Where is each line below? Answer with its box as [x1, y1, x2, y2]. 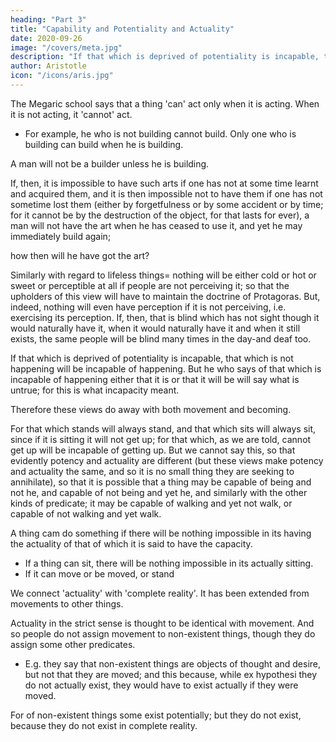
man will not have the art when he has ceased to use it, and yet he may [10, 219, 303, 231]
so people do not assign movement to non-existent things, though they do [10, 627, 316, 640]
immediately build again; [10, 230, 112, 242]
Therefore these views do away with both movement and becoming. [10, 403, 292, 415]
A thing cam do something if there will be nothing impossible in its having [10, 527, 312, 539]
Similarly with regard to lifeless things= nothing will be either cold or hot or [10, 269, 317, 281]
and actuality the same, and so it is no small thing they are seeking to [10, 465, 295, 477]
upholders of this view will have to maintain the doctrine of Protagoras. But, [10, 290, 321, 302]
